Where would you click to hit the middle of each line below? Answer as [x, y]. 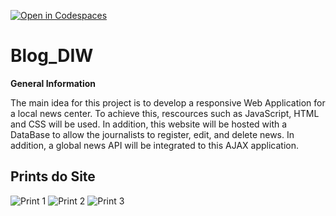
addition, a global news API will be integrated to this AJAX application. [155, 145]
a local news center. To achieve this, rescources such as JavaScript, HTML [165, 113]
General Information [53, 83]
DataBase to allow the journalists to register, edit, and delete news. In [152, 134]
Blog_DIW [52, 56]
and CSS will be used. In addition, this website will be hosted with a [149, 124]
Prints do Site [53, 176]
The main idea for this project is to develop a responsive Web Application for [168, 102]
